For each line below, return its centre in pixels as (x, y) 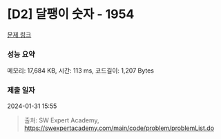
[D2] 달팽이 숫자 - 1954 (71, 14)
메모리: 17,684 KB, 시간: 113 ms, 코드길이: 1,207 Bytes (80, 71)
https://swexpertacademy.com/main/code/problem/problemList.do (119, 128)
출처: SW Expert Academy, (61, 120)
